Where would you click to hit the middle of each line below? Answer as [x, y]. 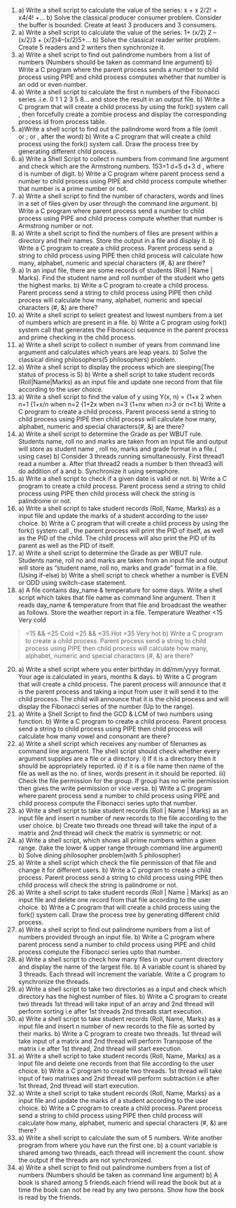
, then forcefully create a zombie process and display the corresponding [122, 114]
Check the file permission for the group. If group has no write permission [123, 781]
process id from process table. [62, 121]
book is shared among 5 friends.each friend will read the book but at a [119, 1182]
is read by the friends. [50, 1197]
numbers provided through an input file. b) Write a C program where [116, 937]
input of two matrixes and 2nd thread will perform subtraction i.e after [119, 1078]
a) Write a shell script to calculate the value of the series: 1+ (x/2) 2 [115, 32]
